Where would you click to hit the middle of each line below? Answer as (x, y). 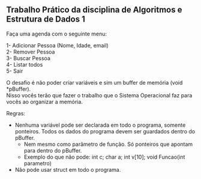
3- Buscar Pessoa (28, 58)
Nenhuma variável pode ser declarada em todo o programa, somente (100, 125)
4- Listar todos (25, 64)
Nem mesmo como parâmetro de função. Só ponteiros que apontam (108, 144)
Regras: (16, 113)
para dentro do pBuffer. (53, 150)
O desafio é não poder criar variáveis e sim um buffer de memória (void (94, 82)
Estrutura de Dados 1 (46, 20)
